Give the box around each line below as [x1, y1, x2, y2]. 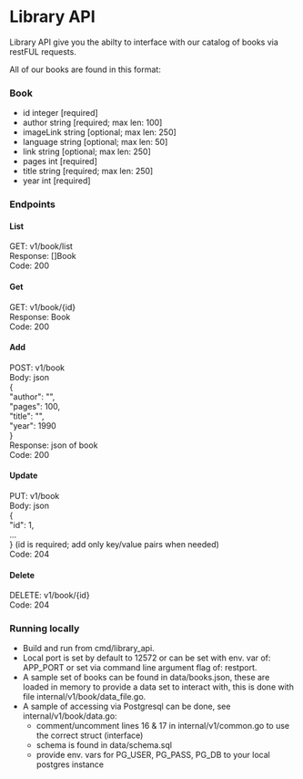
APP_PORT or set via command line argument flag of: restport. [22, 662, 258, 673]
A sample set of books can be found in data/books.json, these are [22, 672, 270, 683]
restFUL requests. [9, 46, 77, 57]
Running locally [9, 622, 80, 635]
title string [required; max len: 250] [22, 166, 154, 177]
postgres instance [35, 759, 105, 770]
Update [9, 470, 38, 481]
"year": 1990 [9, 420, 56, 431]
